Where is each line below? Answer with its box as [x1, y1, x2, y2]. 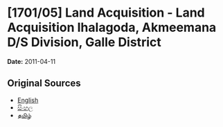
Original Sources [7, 78, 81, 90]
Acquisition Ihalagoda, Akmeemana [7, 19, 217, 35]
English [17, 96, 39, 104]
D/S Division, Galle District [7, 35, 161, 50]
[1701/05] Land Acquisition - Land [7, 5, 206, 21]
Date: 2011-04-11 [7, 57, 56, 65]
